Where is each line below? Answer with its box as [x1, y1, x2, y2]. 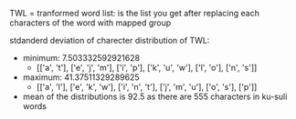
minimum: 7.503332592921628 [22, 53, 140, 63]
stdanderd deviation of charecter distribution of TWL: [9, 35, 210, 45]
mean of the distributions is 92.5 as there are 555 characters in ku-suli [22, 91, 288, 102]
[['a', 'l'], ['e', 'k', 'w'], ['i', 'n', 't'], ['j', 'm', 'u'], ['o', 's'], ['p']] [36, 82, 258, 92]
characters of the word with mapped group [9, 17, 172, 28]
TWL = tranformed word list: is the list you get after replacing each [9, 8, 260, 18]
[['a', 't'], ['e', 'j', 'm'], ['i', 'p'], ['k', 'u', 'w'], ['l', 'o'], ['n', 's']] [36, 63, 258, 73]
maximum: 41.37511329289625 [22, 72, 140, 83]
